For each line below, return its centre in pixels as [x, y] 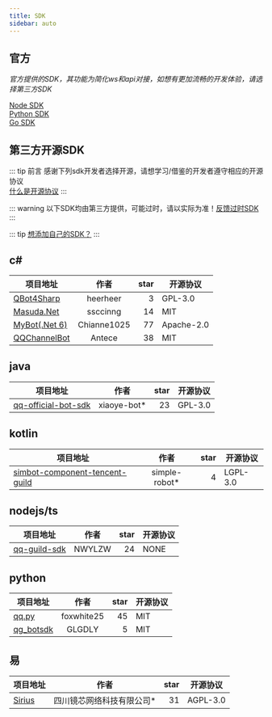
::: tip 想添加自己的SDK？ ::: [54, 234]
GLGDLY [83, 630]
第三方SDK [34, 89]
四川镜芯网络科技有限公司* [105, 700]
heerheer [104, 298]
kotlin [24, 434]
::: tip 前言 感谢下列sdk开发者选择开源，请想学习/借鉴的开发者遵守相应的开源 [136, 171]
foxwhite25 [82, 617]
